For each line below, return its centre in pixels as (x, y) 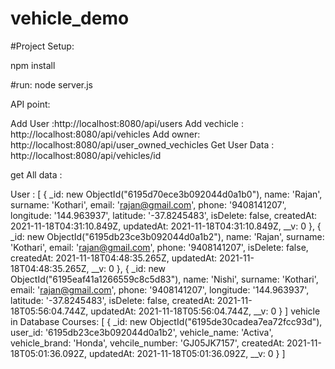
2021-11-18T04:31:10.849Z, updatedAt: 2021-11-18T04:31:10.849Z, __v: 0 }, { (166, 226)
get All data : (36, 174)
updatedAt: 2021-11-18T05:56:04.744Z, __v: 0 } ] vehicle (205, 311)
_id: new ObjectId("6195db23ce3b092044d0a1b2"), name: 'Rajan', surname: (167, 236)
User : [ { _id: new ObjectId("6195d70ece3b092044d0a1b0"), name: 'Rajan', (166, 194)
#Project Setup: (42, 46)
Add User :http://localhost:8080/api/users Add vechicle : (127, 123)
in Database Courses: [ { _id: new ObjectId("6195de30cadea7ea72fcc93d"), (166, 321)
